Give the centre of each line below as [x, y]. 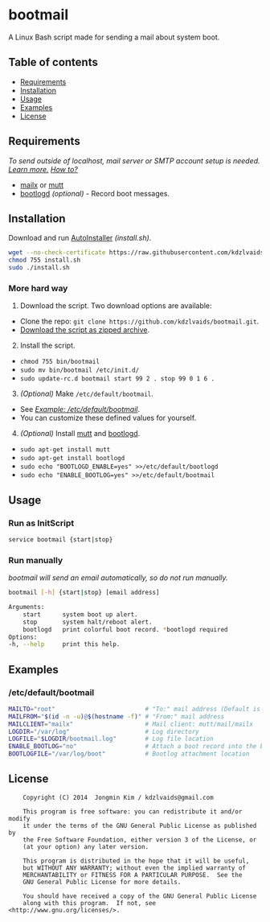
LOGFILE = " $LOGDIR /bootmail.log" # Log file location [111, 739]
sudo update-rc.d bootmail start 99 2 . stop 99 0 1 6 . [117, 379]
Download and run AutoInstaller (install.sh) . [80, 238]
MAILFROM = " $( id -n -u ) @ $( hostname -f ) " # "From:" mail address [117, 716]
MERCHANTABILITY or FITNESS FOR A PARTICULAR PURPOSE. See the [133, 875]
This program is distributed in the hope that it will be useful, [136, 861]
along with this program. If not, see [90, 903]
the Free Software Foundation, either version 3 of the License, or [140, 840]
